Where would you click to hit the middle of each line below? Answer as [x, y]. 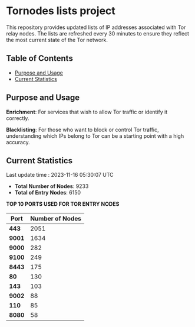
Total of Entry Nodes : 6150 [48, 193]
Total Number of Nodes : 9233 [52, 186]
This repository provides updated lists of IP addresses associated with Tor [96, 27]
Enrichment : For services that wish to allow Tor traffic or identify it [87, 112]
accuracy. [18, 142]
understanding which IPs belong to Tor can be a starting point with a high [95, 136]
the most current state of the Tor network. [57, 40]
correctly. [18, 118]
